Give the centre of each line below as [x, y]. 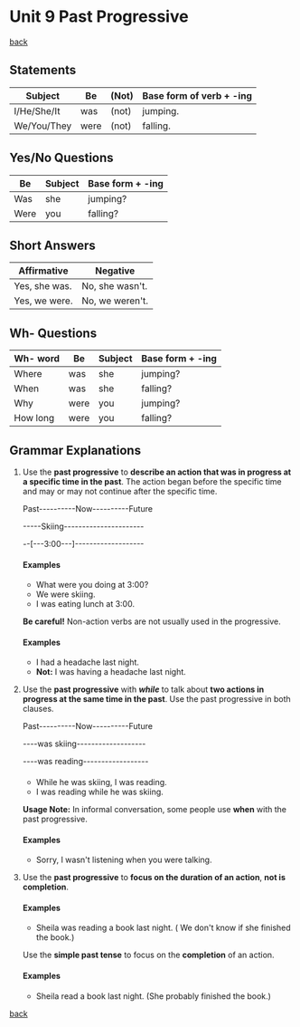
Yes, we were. [43, 301]
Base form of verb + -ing [197, 95]
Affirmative [43, 271]
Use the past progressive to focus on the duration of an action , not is [154, 878]
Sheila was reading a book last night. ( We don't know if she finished [163, 928]
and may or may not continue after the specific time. [120, 491]
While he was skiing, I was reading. [101, 782]
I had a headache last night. [88, 662]
